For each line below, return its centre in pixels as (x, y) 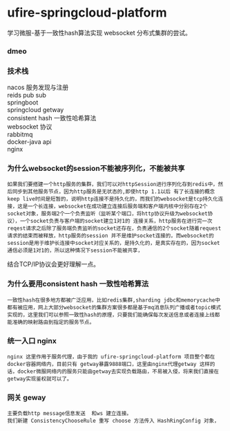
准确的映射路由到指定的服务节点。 (54, 322)
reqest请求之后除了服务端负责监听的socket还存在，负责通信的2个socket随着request (114, 229)
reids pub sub (27, 95)
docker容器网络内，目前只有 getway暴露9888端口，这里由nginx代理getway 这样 (109, 365)
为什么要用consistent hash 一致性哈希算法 (78, 284)
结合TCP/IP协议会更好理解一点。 (54, 264)
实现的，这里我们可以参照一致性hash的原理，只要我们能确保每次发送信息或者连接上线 (111, 315)
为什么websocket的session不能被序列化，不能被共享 (96, 169)
